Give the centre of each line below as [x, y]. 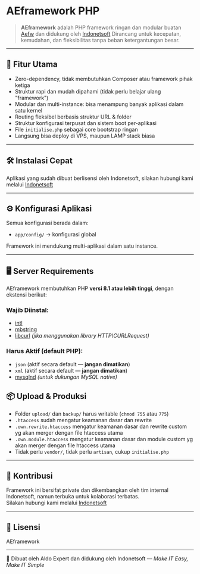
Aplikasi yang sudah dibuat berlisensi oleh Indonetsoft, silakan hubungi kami [100, 178]
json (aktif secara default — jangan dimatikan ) [72, 364]
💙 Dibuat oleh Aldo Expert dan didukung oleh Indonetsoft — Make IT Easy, [97, 559]
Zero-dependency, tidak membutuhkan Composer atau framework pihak [104, 79]
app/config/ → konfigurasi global [55, 235]
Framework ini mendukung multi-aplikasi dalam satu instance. [82, 246]
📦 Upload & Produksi [46, 396]
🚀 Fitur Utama [32, 65]
